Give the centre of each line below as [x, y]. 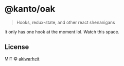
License [17, 47]
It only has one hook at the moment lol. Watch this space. [62, 32]
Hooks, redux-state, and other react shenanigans [66, 22]
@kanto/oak [30, 9]
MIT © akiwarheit [22, 59]
